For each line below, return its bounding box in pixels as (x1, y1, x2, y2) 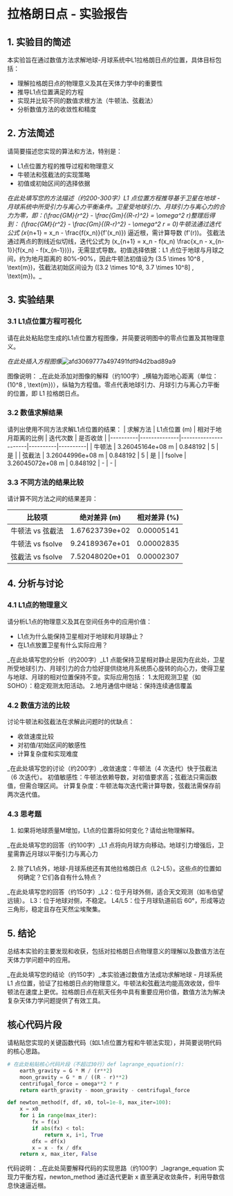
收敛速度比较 (17, 732, 54, 741)
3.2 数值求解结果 (7, 408, 64, 418)
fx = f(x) (32, 1118, 60, 1125)
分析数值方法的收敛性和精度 (17, 105, 97, 113)
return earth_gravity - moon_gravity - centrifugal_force (19, 1087, 190, 1093)
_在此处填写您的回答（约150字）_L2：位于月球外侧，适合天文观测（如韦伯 (7, 888, 218, 896)
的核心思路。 (7, 1047, 44, 1055)
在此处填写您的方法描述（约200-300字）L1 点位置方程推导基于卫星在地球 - (7, 193, 221, 202)
